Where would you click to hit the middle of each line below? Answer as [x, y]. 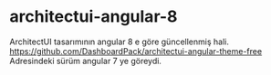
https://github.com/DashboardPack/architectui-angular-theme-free [136, 51]
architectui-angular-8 [94, 17]
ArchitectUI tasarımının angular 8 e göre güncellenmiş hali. [120, 42]
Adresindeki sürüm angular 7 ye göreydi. [86, 61]
